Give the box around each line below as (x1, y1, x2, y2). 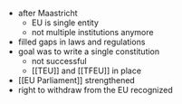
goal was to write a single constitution (17, 46, 160, 57)
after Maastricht (17, 8, 79, 18)
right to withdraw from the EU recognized (17, 85, 174, 95)
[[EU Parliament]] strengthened (17, 75, 136, 85)
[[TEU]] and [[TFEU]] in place (31, 65, 142, 76)
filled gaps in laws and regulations (17, 36, 146, 47)
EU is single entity (31, 17, 100, 28)
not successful (31, 56, 88, 66)
